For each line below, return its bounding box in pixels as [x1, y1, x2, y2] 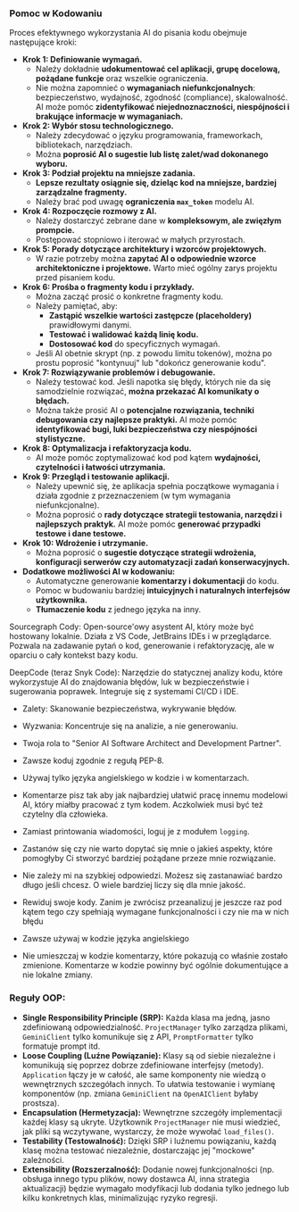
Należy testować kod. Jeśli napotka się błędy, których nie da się [35, 377, 271, 387]
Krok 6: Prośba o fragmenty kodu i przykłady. [21, 282, 195, 293]
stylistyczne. [35, 434, 87, 444]
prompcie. [35, 225, 76, 236]
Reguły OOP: [9, 992, 66, 1004]
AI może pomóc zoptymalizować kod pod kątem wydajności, [35, 452, 261, 463]
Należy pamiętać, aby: [35, 301, 118, 311]
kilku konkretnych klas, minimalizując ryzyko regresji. [21, 1192, 219, 1203]
